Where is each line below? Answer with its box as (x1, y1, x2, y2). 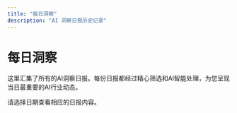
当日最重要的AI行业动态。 (7, 83, 82, 92)
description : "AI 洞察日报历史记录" (7, 17, 108, 24)
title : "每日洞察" (7, 10, 58, 18)
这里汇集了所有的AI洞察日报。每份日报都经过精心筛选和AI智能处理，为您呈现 (7, 74, 230, 83)
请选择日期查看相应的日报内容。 (7, 98, 100, 107)
